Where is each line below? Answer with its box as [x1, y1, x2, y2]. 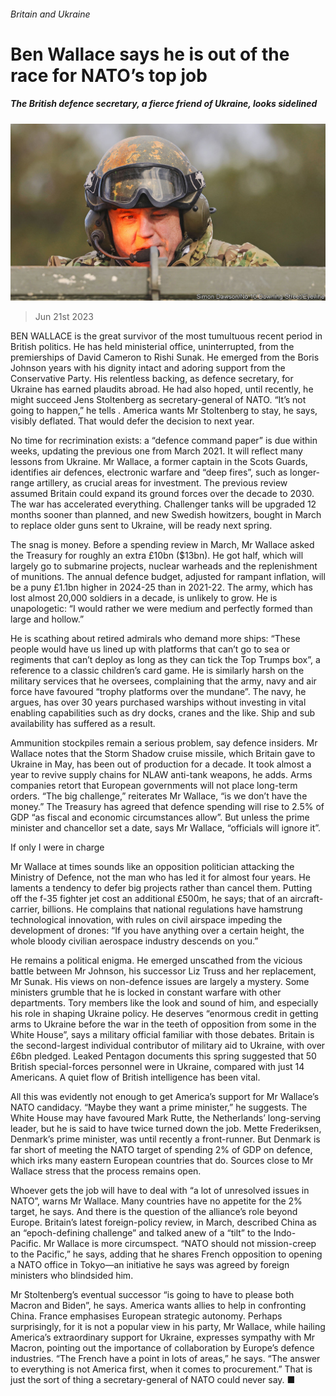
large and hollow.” [10, 613, 85, 625]
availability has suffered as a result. [10, 718, 156, 730]
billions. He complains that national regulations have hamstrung [41, 903, 303, 915]
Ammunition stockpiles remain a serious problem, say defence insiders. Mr [10, 737, 318, 749]
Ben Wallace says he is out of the [10, 43, 290, 65]
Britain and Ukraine [10, 8, 91, 20]
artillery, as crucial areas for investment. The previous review [36, 477, 288, 489]
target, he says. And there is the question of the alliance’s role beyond [10, 1206, 298, 1218]
